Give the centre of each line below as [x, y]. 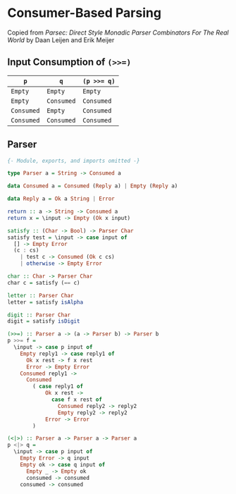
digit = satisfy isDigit [44, 321]
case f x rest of [77, 400]
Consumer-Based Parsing [85, 13]
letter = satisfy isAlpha [45, 302]
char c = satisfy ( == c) [44, 283]
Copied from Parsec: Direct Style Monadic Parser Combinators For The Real [118, 32]
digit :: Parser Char [39, 315]
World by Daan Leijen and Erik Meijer [61, 39]
